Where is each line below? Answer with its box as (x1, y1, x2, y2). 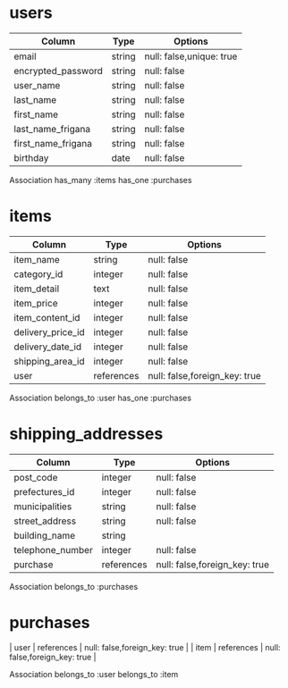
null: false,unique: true (144, 50, 238, 63)
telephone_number (13, 543, 94, 556)
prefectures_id (13, 485, 75, 498)
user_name (13, 79, 61, 91)
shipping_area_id (13, 355, 85, 367)
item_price (13, 297, 58, 309)
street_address (13, 515, 77, 527)
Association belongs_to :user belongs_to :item (9, 668, 179, 679)
